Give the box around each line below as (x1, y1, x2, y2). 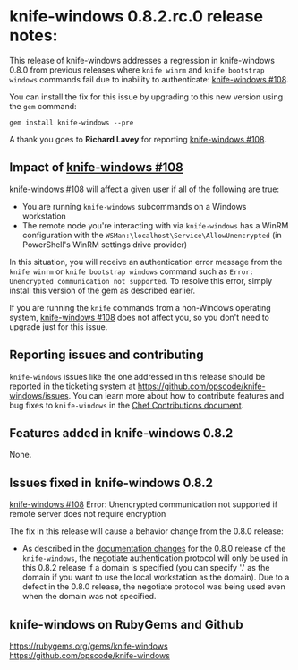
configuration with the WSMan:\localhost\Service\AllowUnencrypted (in (21, 229, 282, 240)
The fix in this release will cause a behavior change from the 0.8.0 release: (9, 526, 284, 537)
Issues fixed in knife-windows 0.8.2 (9, 475, 213, 490)
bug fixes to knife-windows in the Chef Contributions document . (9, 399, 244, 410)
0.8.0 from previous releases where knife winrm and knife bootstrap (9, 64, 265, 75)
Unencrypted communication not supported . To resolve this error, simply (9, 275, 273, 286)
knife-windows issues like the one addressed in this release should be (9, 371, 266, 382)
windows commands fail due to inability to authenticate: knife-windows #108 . (9, 73, 289, 84)
